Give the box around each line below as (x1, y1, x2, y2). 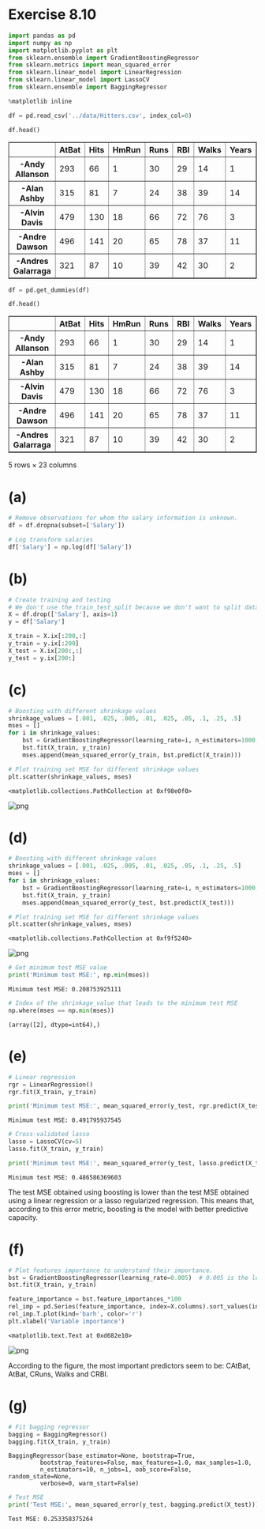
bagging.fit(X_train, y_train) (8, 1437, 111, 1446)
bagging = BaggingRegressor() (8, 1430, 108, 1438)
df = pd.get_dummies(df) (8, 286, 90, 294)
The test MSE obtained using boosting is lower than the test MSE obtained (8, 1187, 250, 1197)
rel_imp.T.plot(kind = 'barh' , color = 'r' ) (8, 1310, 144, 1318)
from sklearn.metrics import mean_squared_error (8, 61, 171, 69)
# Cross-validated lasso (8, 1131, 90, 1138)
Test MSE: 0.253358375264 (8, 1516, 93, 1523)
